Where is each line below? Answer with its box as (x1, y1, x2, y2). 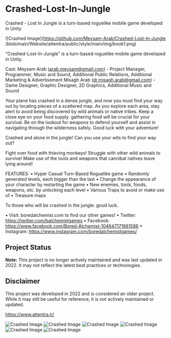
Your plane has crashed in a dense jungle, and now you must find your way (5, 98, 163, 104)
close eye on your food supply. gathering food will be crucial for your (5, 113, 150, 120)
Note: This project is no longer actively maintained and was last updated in (5, 256, 162, 263)
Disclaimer (5, 277, 40, 286)
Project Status (5, 243, 52, 252)
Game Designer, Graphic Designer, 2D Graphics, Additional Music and (5, 82, 152, 88)
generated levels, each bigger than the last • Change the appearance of (5, 176, 156, 182)
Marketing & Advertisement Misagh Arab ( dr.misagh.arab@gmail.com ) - (5, 77, 156, 83)
